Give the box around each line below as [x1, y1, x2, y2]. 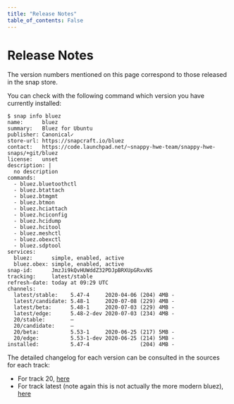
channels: [7, 286, 37, 293]
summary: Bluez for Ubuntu [7, 125, 93, 133]
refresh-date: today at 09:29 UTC [7, 279, 109, 286]
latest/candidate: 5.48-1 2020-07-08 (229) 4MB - [13, 298, 175, 305]
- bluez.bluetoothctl [13, 180, 78, 188]
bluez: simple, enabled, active [13, 255, 125, 262]
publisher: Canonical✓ [7, 131, 74, 138]
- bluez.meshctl [13, 230, 61, 237]
